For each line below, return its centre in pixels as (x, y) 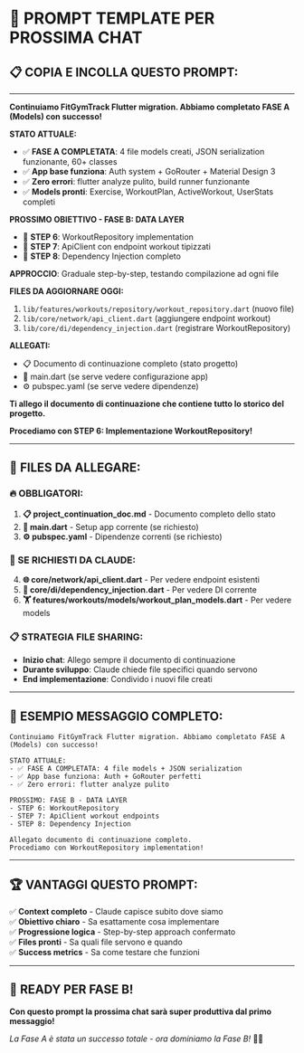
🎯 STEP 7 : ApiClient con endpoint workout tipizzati (116, 247)
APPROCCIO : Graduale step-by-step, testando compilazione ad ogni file (144, 274)
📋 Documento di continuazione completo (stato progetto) (130, 364)
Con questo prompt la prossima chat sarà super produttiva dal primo (141, 1011)
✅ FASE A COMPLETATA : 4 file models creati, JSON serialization (143, 152)
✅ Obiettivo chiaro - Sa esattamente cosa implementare (114, 921)
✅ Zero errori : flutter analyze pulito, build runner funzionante (136, 181)
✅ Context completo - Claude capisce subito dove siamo (116, 911)
